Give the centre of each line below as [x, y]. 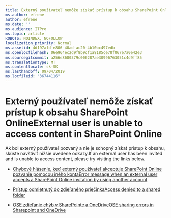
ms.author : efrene [25, 15]
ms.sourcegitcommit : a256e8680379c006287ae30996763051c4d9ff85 [74, 57]
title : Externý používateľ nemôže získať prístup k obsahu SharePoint [82, 10]
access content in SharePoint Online [84, 134]
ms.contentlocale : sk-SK [32, 67]
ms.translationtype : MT [31, 62]
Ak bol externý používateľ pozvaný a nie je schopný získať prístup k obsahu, [85, 148]
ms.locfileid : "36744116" [33, 76]
